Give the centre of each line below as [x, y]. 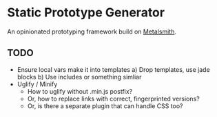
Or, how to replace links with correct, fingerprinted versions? [113, 99]
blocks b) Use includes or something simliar [79, 77]
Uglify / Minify [37, 84]
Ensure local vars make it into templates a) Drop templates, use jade [113, 69]
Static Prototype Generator [86, 13]
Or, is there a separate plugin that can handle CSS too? [105, 106]
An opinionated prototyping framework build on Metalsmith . [92, 31]
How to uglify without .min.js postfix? [80, 91]
